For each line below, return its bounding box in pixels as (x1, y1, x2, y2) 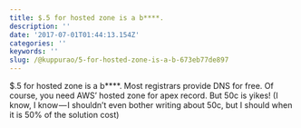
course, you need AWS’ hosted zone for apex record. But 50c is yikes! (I (9, 90, 278, 101)
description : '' (9, 22, 71, 31)
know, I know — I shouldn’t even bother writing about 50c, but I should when (9, 100, 293, 110)
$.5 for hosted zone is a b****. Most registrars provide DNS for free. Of (9, 81, 274, 91)
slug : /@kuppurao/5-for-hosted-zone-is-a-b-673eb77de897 (9, 55, 229, 64)
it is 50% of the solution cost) (9, 110, 120, 120)
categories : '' (9, 38, 67, 48)
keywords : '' (9, 47, 59, 56)
